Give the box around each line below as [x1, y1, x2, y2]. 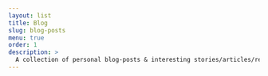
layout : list [8, 11, 52, 20]
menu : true [8, 33, 45, 42]
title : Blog [8, 19, 48, 27]
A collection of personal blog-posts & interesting [15, 56, 191, 64]
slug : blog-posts [8, 26, 66, 34]
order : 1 [8, 41, 37, 49]
